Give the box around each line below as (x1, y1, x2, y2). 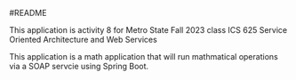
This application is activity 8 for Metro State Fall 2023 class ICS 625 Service (9, 25, 288, 35)
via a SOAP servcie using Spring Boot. (9, 61, 149, 71)
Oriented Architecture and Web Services (9, 35, 157, 44)
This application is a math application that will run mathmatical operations (9, 52, 278, 61)
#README (9, 8, 47, 18)
